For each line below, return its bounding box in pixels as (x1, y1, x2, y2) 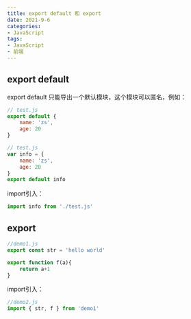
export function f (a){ (7, 259, 72, 266)
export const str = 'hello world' (7, 246, 106, 254)
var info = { (7, 150, 44, 158)
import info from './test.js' (7, 203, 94, 210)
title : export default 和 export (7, 10, 101, 17)
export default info (7, 176, 66, 183)
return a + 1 (19, 265, 51, 272)
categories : (7, 23, 41, 29)
